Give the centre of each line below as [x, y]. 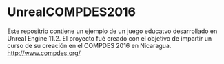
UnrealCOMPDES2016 [72, 12]
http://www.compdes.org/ [44, 53]
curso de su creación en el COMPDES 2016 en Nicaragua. [89, 45]
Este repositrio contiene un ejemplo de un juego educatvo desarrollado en [112, 31]
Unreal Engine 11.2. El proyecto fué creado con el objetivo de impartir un [110, 38]
